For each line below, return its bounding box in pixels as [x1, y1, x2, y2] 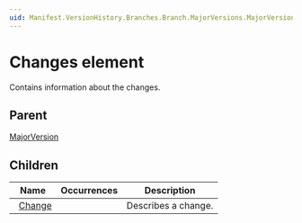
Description [144, 184, 196, 197]
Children [9, 157, 58, 173]
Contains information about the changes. [9, 82, 161, 93]
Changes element [9, 51, 145, 72]
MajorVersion [9, 131, 59, 142]
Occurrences [60, 184, 119, 197]
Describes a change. [126, 200, 214, 212]
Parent [9, 107, 48, 122]
